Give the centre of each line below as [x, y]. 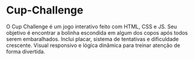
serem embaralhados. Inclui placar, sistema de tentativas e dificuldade [93, 39]
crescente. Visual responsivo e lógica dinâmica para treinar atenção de [93, 45]
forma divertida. [26, 51]
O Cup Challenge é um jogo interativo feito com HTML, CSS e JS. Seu [92, 26]
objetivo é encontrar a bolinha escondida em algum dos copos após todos [97, 32]
